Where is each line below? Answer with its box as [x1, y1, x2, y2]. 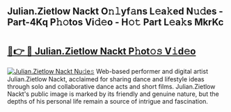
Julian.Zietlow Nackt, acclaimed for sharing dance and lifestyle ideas [7, 75, 205, 83]
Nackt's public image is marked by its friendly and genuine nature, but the [7, 90, 219, 98]
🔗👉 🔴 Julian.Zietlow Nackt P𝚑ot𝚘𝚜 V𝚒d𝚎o [7, 45, 196, 57]
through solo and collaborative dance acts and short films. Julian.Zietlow [7, 83, 216, 90]
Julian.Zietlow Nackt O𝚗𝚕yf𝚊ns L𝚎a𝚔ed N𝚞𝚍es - [7, 6, 224, 17]
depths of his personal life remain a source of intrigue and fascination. [7, 97, 209, 105]
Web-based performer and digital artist [96, 67, 209, 75]
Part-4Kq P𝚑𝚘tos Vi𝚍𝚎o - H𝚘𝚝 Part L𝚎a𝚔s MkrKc [7, 17, 224, 29]
